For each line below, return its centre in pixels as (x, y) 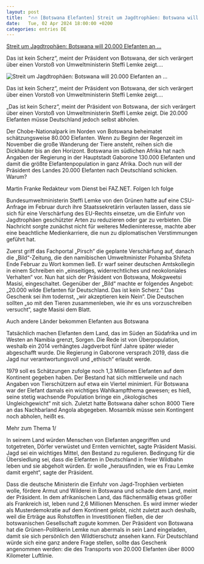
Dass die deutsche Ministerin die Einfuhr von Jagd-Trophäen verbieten (95, 484)
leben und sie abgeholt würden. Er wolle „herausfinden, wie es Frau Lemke (100, 466)
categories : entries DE (37, 29)
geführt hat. (21, 239)
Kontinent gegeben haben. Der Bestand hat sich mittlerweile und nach (94, 378)
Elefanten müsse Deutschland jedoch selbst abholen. (73, 120)
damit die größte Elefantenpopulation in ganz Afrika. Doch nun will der (94, 164)
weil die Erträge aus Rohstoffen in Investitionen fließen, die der (85, 517)
